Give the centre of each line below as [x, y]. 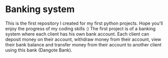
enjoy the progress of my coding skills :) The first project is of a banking [80, 28]
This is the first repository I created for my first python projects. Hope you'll [84, 23]
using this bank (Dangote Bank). [39, 50]
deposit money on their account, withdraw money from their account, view [83, 39]
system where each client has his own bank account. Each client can [77, 34]
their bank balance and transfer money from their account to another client [83, 44]
